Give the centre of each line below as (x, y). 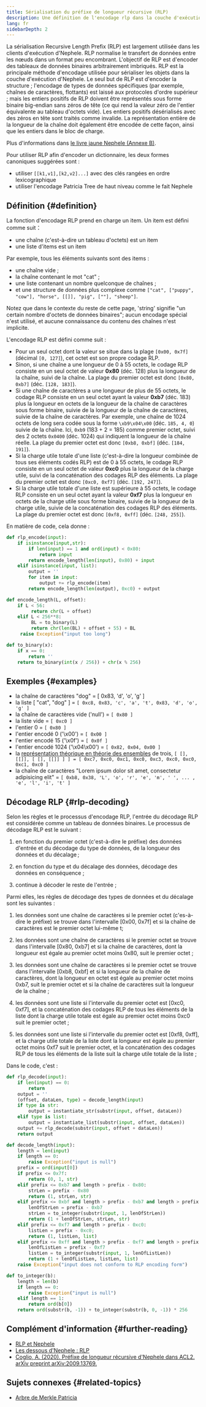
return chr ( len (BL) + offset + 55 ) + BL (83, 628)
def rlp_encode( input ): (37, 538)
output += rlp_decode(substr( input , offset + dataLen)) (90, 1128)
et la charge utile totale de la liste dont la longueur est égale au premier (105, 1041)
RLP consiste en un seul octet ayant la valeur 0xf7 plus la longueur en (103, 495)
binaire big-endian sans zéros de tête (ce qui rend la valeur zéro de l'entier (101, 105)
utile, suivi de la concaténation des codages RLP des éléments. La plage (106, 475)
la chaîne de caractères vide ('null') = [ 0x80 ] (74, 714)
